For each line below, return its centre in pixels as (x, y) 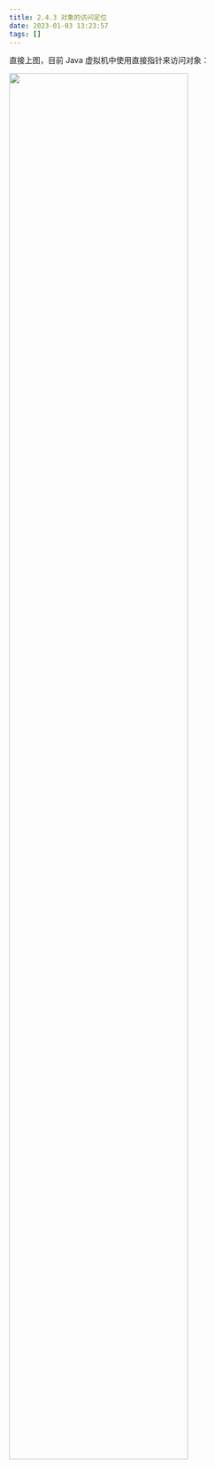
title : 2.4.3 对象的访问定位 (58, 17)
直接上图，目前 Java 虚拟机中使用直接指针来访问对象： (109, 60)
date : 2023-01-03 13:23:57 (59, 26)
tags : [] (25, 34)
